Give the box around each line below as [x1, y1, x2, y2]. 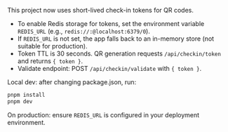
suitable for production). [17, 42, 88, 50]
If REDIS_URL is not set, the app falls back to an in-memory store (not [17, 34, 215, 43]
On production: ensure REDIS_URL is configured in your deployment [7, 110, 200, 119]
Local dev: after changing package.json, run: [7, 78, 137, 86]
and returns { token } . [17, 57, 83, 65]
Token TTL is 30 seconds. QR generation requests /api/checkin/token [17, 49, 221, 58]
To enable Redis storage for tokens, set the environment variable [17, 20, 205, 27]
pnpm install [7, 91, 46, 98]
